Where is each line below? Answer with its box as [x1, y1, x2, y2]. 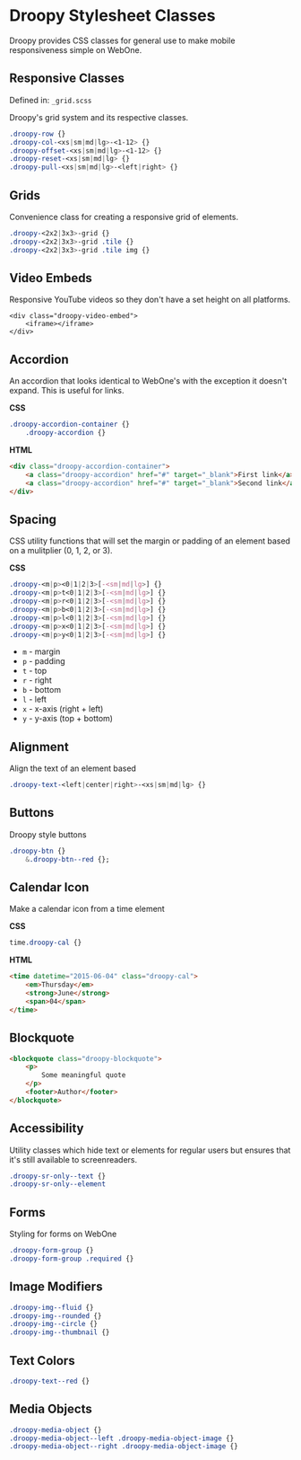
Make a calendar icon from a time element [9, 904, 166, 915]
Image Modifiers [9, 1279, 103, 1295]
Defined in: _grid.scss [9, 94, 92, 105]
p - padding [21, 656, 65, 667]
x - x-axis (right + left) [21, 703, 104, 714]
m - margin [21, 646, 61, 657]
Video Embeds [9, 270, 92, 286]
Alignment [9, 739, 69, 755]
